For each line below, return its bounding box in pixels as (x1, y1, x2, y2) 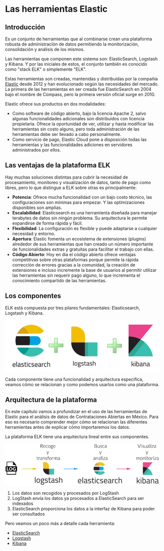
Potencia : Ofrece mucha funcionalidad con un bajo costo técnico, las (12, 194, 152, 200)
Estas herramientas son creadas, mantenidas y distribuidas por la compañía (5, 76, 158, 81)
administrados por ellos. (12, 147, 61, 153)
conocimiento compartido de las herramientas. (12, 277, 107, 283)
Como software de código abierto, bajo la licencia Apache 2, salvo (12, 110, 146, 116)
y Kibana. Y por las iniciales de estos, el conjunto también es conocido (5, 61, 148, 67)
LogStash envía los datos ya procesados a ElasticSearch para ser (12, 495, 144, 501)
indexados (12, 500, 33, 506)
